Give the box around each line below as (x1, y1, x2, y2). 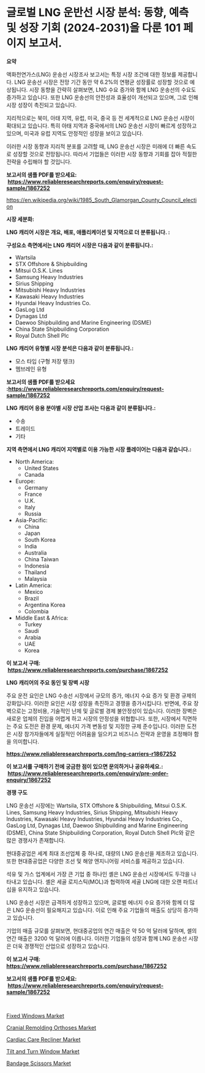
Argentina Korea (24, 601, 65, 609)
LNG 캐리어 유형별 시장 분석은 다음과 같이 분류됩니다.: (6, 344, 134, 352)
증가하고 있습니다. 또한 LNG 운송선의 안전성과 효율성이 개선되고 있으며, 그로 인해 (6, 93, 199, 101)
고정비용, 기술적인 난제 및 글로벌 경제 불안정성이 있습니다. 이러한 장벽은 (27, 707, 198, 715)
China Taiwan (24, 555, 59, 563)
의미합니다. (12, 738, 40, 745)
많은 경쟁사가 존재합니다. (6, 836, 65, 844)
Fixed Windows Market (6, 1012, 64, 1019)
